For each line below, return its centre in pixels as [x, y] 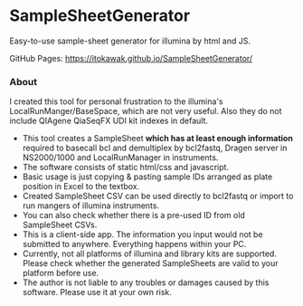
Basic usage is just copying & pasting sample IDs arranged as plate [147, 177]
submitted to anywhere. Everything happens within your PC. [134, 244]
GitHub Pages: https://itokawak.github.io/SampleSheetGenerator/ [131, 58]
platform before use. [61, 273]
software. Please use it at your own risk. [97, 292]
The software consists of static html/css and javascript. [125, 167]
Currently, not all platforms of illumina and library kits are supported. [150, 253]
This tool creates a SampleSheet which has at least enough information [158, 139]
